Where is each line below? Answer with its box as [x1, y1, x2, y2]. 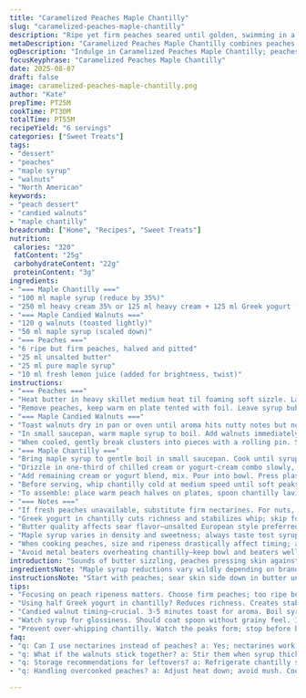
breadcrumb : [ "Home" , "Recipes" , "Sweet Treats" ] [9, 225, 202, 234]
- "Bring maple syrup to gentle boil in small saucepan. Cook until [9, 454, 275, 464]
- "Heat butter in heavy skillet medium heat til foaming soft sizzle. [9, 395, 287, 404]
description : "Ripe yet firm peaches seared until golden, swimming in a [9, 30, 296, 39]
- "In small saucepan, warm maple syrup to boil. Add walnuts [9, 429, 250, 438]
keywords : [9, 192, 47, 201]
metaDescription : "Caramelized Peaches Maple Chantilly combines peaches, [9, 38, 300, 48]
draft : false [9, 73, 59, 82]
